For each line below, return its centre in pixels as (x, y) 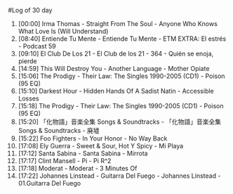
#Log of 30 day (30, 10)
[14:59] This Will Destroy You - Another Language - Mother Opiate (114, 69)
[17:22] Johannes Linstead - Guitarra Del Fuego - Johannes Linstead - (119, 176)
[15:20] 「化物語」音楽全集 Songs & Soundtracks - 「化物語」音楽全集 (120, 122)
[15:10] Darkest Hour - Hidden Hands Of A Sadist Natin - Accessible (116, 91)
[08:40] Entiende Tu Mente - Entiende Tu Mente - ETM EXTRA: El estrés (122, 39)
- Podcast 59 (37, 46)
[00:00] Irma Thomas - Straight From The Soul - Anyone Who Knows (118, 24)
